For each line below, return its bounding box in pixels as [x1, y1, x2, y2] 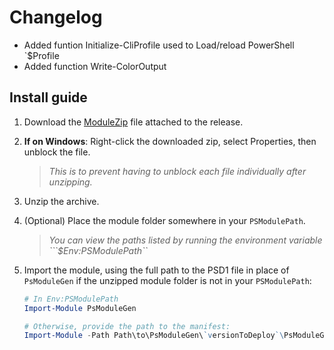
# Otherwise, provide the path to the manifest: [23, 321, 231, 331]
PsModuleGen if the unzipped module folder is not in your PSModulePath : [23, 274, 312, 286]
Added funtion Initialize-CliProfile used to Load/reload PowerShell [23, 39, 295, 51]
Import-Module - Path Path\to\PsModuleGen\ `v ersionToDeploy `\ [23, 331, 285, 341]
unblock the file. [23, 146, 91, 158]
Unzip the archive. [23, 195, 100, 207]
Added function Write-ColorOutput [23, 60, 167, 72]
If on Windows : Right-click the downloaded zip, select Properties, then [23, 135, 317, 147]
